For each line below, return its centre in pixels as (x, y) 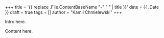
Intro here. (15, 22)
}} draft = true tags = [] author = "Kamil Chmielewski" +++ (64, 12)
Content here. (19, 31)
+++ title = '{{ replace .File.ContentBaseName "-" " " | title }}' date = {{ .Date (82, 7)
